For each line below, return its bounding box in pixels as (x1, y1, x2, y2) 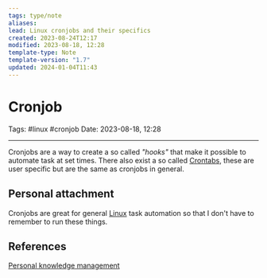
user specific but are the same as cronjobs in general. (8, 164, 184, 174)
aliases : (8, 19, 37, 27)
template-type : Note (8, 49, 77, 57)
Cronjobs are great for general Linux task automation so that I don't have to (8, 208, 254, 217)
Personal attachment (8, 187, 114, 201)
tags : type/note (8, 11, 62, 20)
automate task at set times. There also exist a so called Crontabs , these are (8, 155, 254, 165)
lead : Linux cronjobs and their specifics (8, 26, 151, 34)
